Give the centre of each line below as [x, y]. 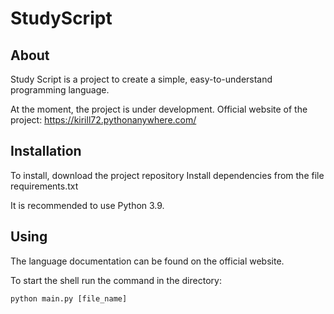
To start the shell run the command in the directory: [116, 280]
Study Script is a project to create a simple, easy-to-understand [141, 79]
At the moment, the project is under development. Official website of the [159, 109]
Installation [46, 151]
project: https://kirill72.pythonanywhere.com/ [103, 120]
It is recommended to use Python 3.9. [87, 205]
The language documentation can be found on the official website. [147, 261]
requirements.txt [44, 186]
